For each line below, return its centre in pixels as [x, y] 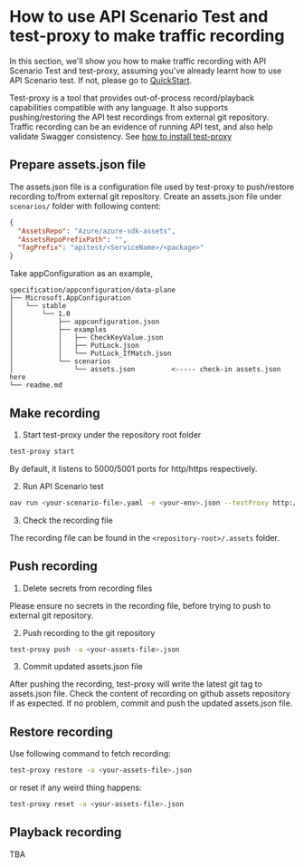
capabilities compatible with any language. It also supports [119, 107]
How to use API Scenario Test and [139, 17]
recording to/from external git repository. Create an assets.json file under [146, 196]
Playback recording [66, 832]
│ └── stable [38, 306]
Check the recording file [67, 520]
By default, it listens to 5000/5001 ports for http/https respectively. [133, 468]
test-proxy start [42, 451]
